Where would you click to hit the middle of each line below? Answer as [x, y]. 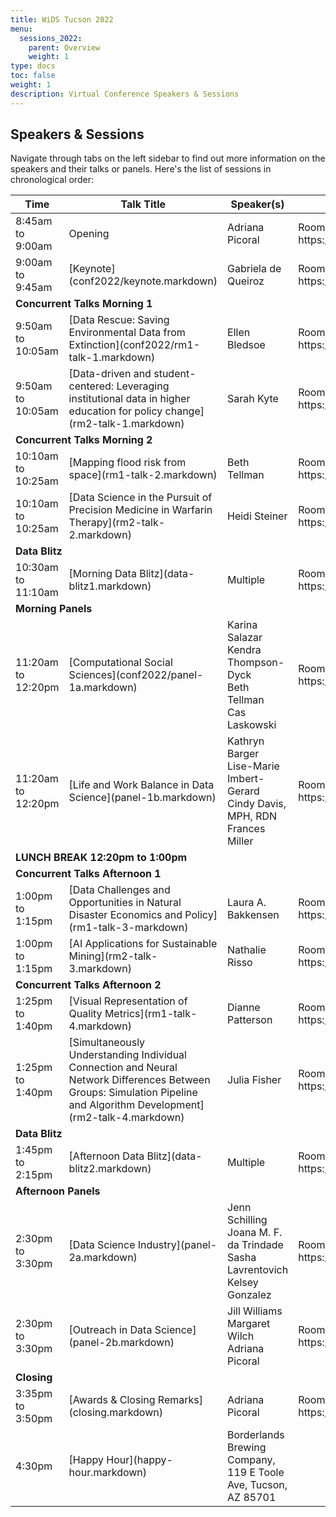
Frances [246, 829]
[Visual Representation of [128, 1001]
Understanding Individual [127, 1055]
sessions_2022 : [51, 38]
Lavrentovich [258, 1270]
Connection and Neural [123, 1068]
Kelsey [243, 1283]
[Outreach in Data [110, 1330]
